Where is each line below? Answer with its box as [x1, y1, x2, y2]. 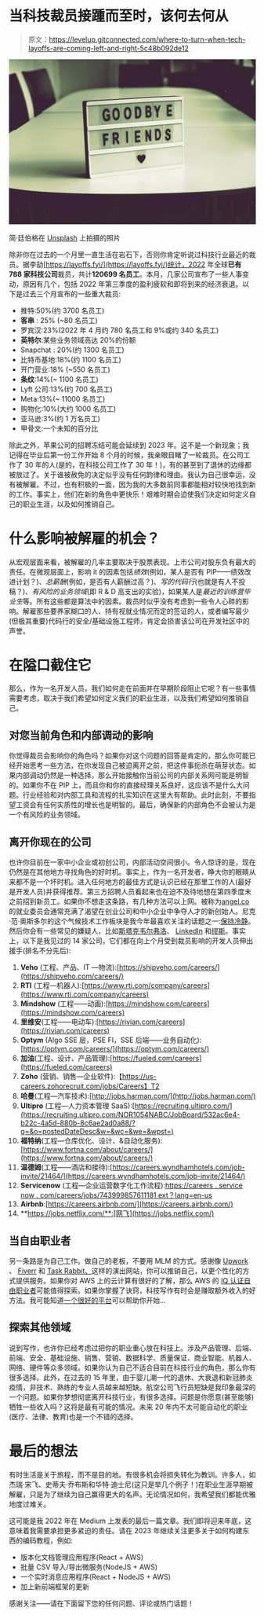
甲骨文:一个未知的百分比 [20, 424, 99, 433]
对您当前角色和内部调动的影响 [9, 729, 154, 742]
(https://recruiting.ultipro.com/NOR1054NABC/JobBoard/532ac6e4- [20, 1110, 240, 1120]
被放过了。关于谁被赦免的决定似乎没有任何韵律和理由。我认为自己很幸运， [9, 469, 249, 479]
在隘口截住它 [9, 656, 92, 674]
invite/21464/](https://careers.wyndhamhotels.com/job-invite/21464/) [20, 1172, 246, 1181]
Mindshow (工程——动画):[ [20, 999, 109, 1008]
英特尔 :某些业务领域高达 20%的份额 [20, 335, 136, 344]
